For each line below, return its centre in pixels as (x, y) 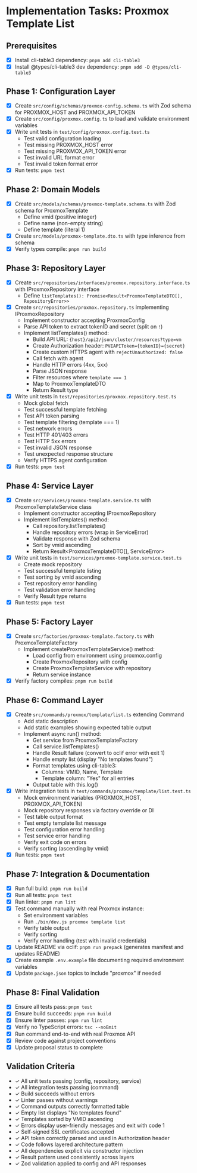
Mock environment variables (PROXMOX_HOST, (82, 798)
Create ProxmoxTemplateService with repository (92, 668)
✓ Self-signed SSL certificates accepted (64, 1131)
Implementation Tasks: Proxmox (88, 11)
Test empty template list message (65, 823)
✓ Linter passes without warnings (56, 1100)
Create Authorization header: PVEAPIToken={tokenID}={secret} (109, 346)
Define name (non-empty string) (63, 223)
